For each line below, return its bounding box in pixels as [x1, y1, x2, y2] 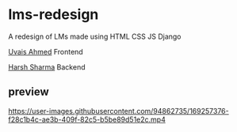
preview [8, 85, 49, 99]
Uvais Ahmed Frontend [8, 47, 83, 56]
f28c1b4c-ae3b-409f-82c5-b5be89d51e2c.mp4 [8, 115, 166, 124]
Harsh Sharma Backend [8, 62, 86, 72]
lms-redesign [8, 6, 99, 24]
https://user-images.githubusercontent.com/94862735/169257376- [8, 106, 229, 115]
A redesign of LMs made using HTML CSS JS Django [8, 32, 182, 41]
